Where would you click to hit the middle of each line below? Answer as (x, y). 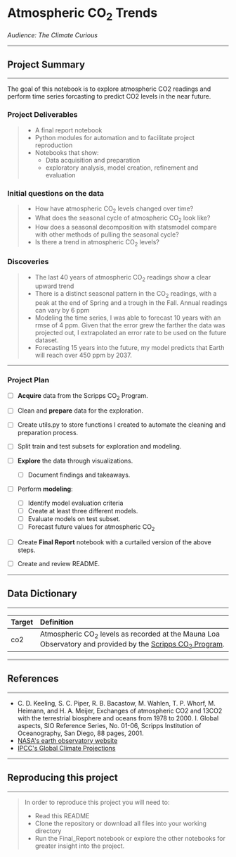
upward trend (54, 286)
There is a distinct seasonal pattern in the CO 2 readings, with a (126, 295)
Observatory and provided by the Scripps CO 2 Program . (132, 644)
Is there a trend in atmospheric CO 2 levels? (97, 243)
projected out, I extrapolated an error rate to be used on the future (131, 333)
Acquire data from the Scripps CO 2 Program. (83, 396)
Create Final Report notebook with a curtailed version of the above (114, 542)
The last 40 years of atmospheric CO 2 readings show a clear (123, 278)
